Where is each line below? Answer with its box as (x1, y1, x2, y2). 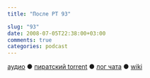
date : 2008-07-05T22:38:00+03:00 (7, 30, 106, 37)
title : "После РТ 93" (7, 10, 71, 18)
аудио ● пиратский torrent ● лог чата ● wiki (7, 62, 143, 71)
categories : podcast (7, 43, 69, 50)
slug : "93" (7, 23, 40, 30)
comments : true (7, 36, 52, 43)
